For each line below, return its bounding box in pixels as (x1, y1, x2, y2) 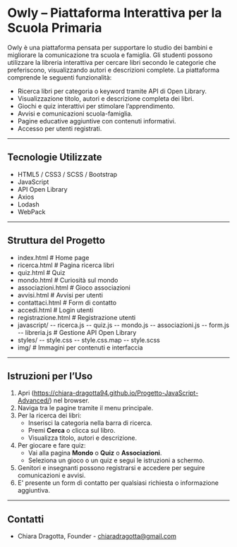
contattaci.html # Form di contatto (17, 298, 117, 307)
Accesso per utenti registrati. (17, 124, 102, 133)
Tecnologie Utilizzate (7, 152, 102, 164)
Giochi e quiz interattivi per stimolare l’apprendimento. (17, 102, 175, 110)
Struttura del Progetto (7, 235, 106, 247)
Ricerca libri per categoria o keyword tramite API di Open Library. (17, 87, 207, 95)
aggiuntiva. (17, 486, 51, 495)
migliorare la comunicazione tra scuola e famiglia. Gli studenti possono (7, 51, 213, 59)
